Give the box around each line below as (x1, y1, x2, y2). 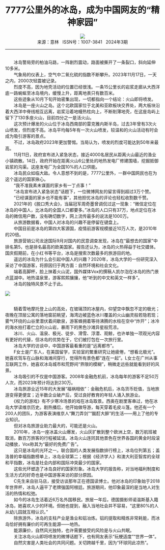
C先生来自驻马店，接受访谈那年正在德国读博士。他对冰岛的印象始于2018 (13, 478, 160, 484)
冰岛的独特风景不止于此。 (13, 281, 65, 287)
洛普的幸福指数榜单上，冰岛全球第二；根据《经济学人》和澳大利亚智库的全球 (5, 453, 160, 459)
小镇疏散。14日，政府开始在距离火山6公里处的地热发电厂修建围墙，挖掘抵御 (5, 158, 159, 163)
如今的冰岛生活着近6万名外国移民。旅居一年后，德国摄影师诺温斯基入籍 (13, 496, 159, 502)
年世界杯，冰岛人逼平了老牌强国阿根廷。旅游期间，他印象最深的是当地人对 (5, 484, 156, 490)
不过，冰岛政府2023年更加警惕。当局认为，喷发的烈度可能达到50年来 (13, 139, 155, 145)
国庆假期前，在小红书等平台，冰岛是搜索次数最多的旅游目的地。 (5, 250, 134, 256)
